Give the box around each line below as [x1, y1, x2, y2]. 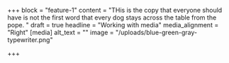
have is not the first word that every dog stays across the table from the [7, 13, 217, 22]
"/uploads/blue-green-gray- [115, 28, 197, 36]
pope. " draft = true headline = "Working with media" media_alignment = [7, 21, 219, 29]
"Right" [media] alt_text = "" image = [7, 28, 115, 36]
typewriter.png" [7, 36, 53, 44]
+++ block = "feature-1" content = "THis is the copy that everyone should [7, 6, 223, 14]
